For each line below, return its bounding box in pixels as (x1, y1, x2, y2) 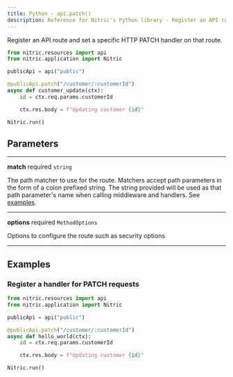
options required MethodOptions (7, 218, 98, 226)
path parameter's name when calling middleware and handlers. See (7, 191, 200, 199)
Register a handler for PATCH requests (7, 279, 140, 289)
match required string (7, 162, 72, 171)
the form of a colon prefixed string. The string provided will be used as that (7, 183, 222, 192)
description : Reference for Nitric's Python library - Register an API (7, 17, 218, 24)
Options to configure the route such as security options (7, 232, 165, 240)
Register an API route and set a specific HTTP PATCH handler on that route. (7, 35, 223, 44)
